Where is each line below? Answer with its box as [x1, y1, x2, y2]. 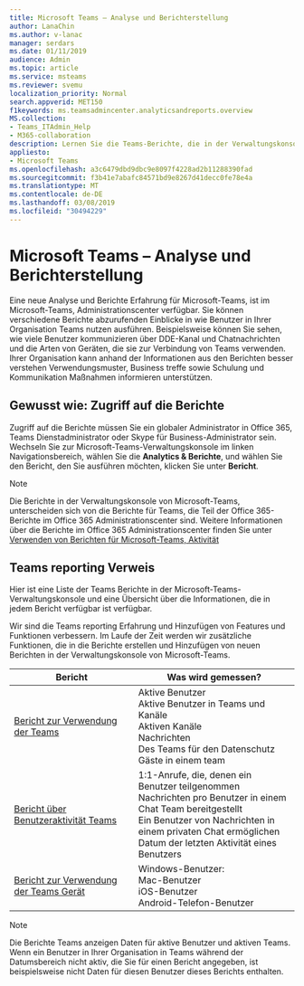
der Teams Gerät [14, 886, 86, 898]
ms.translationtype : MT [9, 182, 100, 191]
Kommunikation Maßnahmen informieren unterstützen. [9, 372, 213, 383]
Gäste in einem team [138, 754, 226, 767]
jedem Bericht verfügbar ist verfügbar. [9, 603, 153, 614]
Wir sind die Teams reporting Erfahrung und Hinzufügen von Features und [9, 621, 286, 631]
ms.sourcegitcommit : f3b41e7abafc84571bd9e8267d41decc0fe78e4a [9, 173, 253, 182]
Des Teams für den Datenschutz [138, 743, 276, 755]
